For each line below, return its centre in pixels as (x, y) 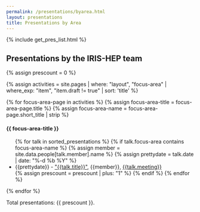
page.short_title (25, 115)
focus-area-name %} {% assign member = (67, 148)
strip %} (59, 115)
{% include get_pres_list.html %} (46, 40)
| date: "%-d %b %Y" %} (46, 161)
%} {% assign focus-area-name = (85, 108)
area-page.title (24, 108)
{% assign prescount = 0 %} (41, 73)
